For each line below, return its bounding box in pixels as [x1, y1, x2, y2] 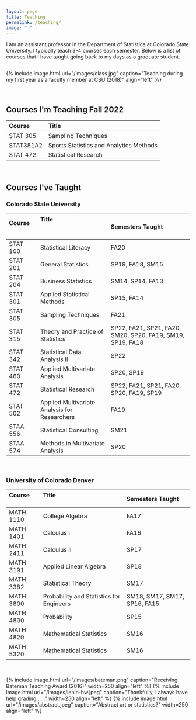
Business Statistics [40, 277, 92, 285]
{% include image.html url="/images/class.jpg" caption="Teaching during [6, 70, 183, 77]
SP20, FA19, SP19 [110, 389, 162, 397]
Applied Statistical [40, 290, 90, 298]
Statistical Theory [43, 579, 92, 587]
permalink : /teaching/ [6, 19, 61, 25]
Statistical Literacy [40, 243, 91, 251]
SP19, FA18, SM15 [110, 260, 163, 268]
